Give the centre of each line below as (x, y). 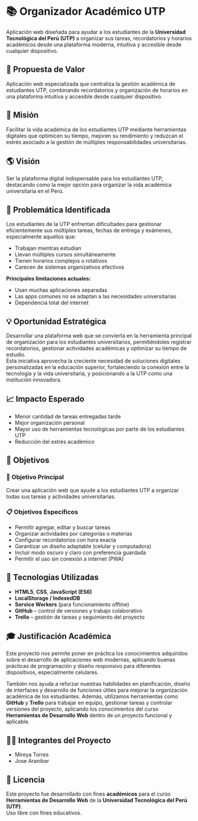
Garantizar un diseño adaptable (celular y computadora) (83, 546)
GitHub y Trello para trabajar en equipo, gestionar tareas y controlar (89, 703)
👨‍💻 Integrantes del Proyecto (59, 740)
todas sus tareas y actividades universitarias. (61, 497)
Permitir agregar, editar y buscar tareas (62, 527)
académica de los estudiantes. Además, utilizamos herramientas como (92, 696)
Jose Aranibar (32, 761)
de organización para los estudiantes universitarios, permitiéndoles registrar (99, 342)
